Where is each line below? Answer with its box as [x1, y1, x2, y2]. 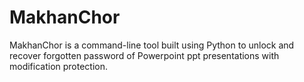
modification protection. [9, 60, 109, 72]
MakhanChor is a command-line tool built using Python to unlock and [9, 39, 295, 51]
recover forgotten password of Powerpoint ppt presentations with [9, 49, 280, 61]
